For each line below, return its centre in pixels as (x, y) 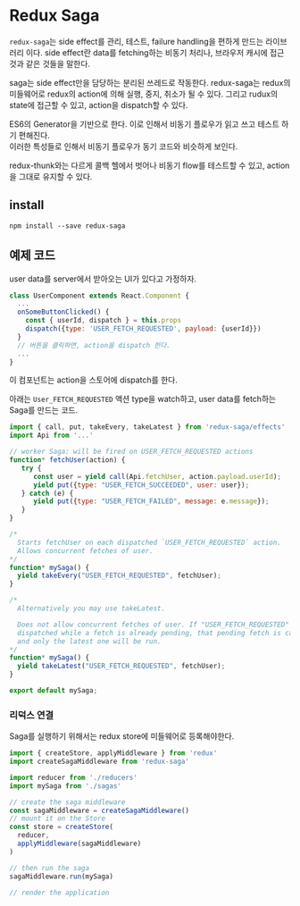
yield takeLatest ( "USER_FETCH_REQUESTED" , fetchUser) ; (121, 667)
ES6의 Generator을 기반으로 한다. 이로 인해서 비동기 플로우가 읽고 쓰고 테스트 (144, 124)
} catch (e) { (47, 493)
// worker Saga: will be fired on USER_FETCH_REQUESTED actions (131, 452)
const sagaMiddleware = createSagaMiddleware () (100, 810)
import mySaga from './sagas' (66, 786)
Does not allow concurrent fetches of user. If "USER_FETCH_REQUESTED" (154, 625)
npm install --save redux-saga (67, 226)
